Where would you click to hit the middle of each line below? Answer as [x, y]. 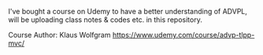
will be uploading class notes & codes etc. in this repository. [105, 20]
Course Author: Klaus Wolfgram [59, 35]
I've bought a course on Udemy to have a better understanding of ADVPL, [128, 11]
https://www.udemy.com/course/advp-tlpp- [183, 35]
